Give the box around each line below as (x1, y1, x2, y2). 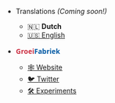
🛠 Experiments (27, 86, 77, 95)
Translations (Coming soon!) (15, 7, 107, 16)
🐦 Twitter (27, 74, 60, 83)
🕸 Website (27, 62, 63, 72)
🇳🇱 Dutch (27, 22, 63, 30)
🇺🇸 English (27, 30, 66, 40)
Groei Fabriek (15, 46, 60, 56)
